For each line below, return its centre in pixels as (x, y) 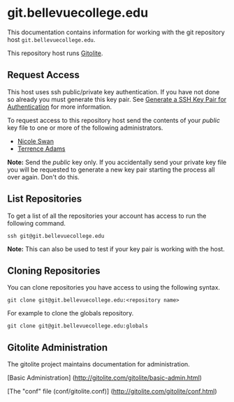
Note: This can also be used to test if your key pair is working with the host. (116, 248)
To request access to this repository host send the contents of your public (114, 120)
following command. (37, 223)
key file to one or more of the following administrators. (85, 128)
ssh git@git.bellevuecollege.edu (56, 236)
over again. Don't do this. (44, 177)
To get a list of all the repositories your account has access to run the (107, 216)
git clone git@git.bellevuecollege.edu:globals (78, 326)
